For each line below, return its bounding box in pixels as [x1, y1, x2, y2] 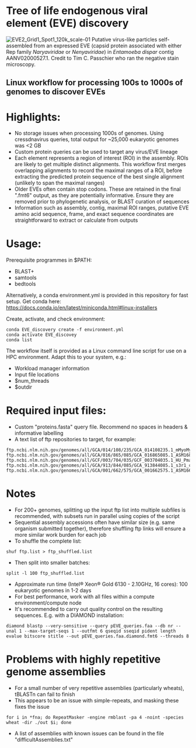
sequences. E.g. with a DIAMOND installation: [14, 612, 124, 619]
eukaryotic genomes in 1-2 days [14, 587, 92, 594]
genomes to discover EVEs [6, 87, 106, 97]
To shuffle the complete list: [14, 537, 82, 545]
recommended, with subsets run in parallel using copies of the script [14, 513, 180, 520]
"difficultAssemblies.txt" [14, 736, 73, 743]
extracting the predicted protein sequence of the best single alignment [14, 173, 185, 180]
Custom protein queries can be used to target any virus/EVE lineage [14, 148, 178, 156]
